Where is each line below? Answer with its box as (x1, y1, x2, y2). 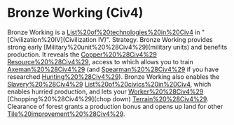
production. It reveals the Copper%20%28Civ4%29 (7, 50, 158, 59)
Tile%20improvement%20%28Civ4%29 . (7, 110, 125, 118)
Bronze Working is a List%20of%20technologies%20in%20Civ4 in (7, 28, 201, 36)
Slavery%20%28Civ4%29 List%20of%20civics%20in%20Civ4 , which (7, 80, 212, 88)
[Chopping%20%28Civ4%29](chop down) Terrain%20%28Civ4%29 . (7, 94, 209, 103)
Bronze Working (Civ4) (7, 5, 144, 21)
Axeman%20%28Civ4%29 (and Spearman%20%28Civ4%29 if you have (7, 65, 219, 73)
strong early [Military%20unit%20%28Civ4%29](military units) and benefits (7, 43, 228, 51)
